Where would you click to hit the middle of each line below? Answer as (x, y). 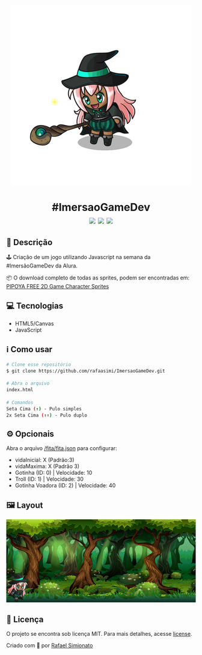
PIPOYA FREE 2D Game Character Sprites (58, 286)
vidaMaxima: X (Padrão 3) (47, 466)
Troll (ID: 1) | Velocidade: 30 (49, 479)
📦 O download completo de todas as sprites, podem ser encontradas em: (98, 278)
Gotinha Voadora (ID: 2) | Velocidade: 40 (65, 486)
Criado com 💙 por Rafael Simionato (50, 645)
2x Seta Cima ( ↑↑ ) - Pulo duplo (47, 415)
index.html (20, 390)
